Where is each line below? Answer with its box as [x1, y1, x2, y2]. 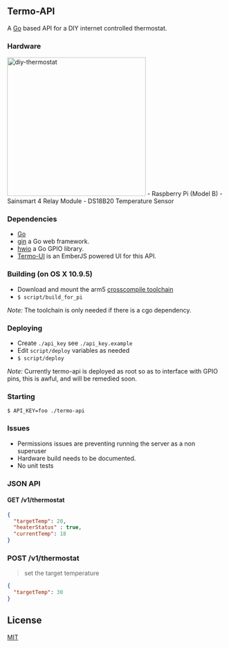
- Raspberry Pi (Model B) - [147, 190, 223, 198]
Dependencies [7, 214, 57, 224]
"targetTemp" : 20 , [13, 518, 67, 525]
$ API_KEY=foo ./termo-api [7, 408, 85, 414]
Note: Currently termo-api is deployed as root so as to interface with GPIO [7, 367, 218, 375]
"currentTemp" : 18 [13, 530, 67, 538]
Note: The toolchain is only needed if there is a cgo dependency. [7, 306, 192, 314]
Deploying [7, 323, 43, 333]
